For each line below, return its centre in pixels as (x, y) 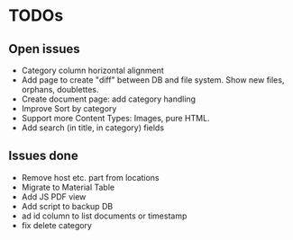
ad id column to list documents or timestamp (104, 216)
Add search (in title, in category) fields (92, 128)
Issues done (43, 156)
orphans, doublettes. (60, 89)
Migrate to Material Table (68, 187)
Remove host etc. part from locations (90, 177)
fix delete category (56, 225)
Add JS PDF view (54, 196)
